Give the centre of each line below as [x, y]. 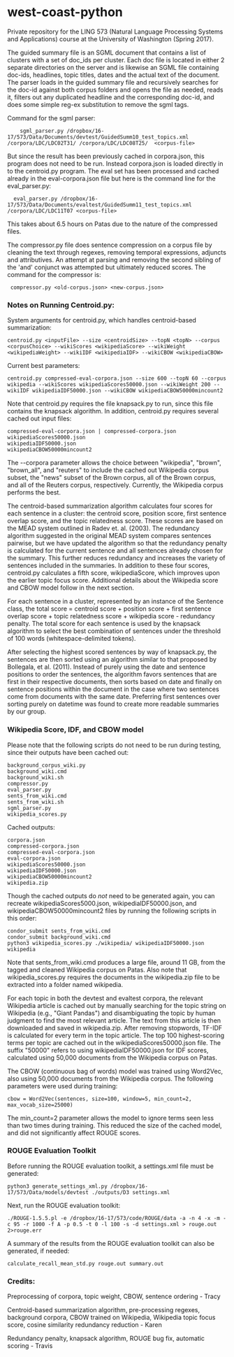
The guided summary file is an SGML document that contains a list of [107, 52]
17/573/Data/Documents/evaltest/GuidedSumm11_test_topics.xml [100, 205]
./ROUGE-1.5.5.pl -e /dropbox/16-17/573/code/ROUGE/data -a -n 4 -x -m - [117, 1218]
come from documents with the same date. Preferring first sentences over [114, 697]
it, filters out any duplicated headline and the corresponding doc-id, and [111, 97]
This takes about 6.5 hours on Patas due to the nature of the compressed [112, 224]
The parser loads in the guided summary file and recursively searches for [113, 82]
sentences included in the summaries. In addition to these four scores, [108, 566]
